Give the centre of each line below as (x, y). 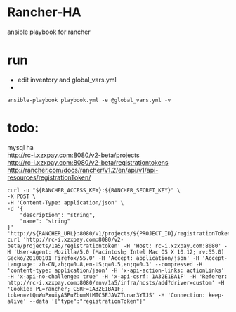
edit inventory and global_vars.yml (67, 80)
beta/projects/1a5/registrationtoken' (64, 246)
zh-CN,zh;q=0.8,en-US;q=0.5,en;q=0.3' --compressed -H (120, 264)
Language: (22, 264)
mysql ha (20, 147)
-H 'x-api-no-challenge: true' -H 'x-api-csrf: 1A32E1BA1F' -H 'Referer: (118, 276)
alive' (17, 301)
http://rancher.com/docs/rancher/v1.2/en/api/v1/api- (83, 170)
